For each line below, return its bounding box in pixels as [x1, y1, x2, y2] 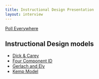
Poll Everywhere [5, 25, 39, 31]
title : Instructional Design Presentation [5, 7, 94, 12]
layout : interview [5, 12, 43, 17]
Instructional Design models [5, 39, 94, 48]
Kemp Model [12, 69, 39, 75]
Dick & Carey [12, 53, 39, 59]
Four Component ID [12, 58, 53, 64]
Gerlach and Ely [12, 63, 45, 69]
